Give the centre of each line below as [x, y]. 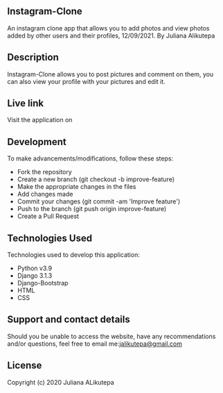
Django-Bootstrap [43, 283]
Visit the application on [40, 120]
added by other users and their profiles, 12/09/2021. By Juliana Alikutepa [111, 35]
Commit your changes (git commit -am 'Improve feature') [99, 201]
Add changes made [45, 194]
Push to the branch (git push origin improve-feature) [92, 209]
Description [33, 57]
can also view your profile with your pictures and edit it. [87, 81]
